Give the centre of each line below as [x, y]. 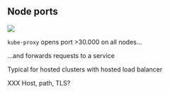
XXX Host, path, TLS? [39, 83]
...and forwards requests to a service [61, 55]
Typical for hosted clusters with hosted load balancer [85, 69]
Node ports [33, 12]
